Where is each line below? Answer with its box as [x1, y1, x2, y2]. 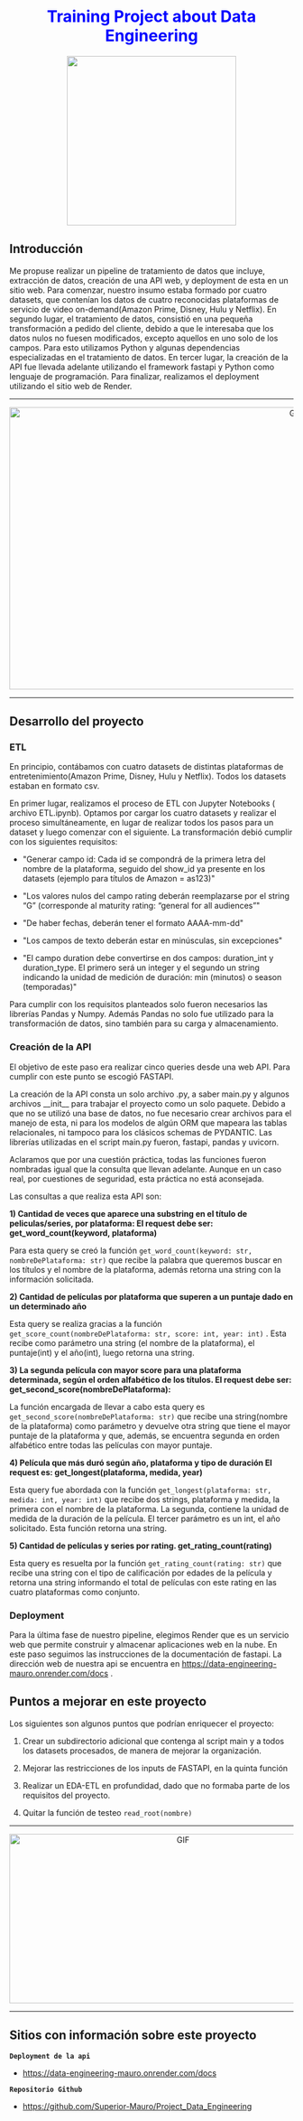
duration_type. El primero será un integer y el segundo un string [22, 962, 260, 973]
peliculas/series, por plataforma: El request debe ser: [9, 1218, 214, 1229]
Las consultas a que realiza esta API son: [9, 1191, 162, 1201]
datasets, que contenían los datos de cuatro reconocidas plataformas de [9, 294, 280, 304]
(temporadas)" [22, 982, 78, 993]
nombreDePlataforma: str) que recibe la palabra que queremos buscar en [9, 1254, 282, 1266]
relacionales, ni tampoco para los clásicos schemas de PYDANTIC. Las [9, 1126, 272, 1137]
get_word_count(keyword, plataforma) [9, 1227, 158, 1238]
